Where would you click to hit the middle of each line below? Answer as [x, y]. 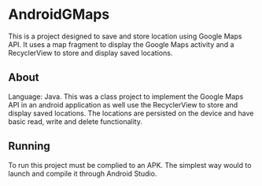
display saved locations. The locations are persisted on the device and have [131, 113]
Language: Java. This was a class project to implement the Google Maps [126, 97]
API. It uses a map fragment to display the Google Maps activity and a [121, 44]
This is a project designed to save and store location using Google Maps [125, 36]
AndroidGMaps [59, 15]
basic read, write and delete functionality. [76, 121]
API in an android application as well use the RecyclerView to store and [123, 104]
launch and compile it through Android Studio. [83, 173]
